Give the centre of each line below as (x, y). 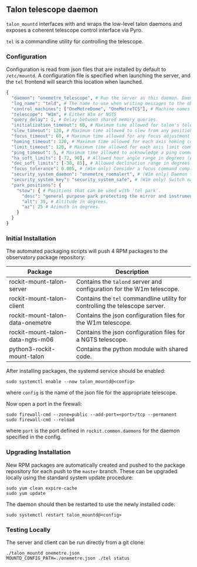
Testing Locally (28, 529)
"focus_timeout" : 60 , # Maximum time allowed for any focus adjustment (101, 136)
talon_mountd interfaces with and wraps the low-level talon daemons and (94, 23)
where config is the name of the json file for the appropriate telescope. (92, 393)
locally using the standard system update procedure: (70, 477)
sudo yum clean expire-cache (42, 488)
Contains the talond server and (119, 282)
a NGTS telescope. (102, 339)
